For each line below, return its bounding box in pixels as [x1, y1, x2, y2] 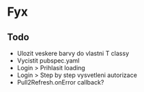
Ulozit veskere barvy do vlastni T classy [16, 49, 130, 57]
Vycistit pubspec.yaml [16, 57, 80, 65]
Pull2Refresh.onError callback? [16, 78, 104, 86]
